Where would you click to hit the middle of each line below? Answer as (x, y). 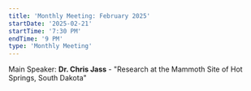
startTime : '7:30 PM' (45, 31)
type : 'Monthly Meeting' (50, 46)
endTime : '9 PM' (36, 39)
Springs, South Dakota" (48, 78)
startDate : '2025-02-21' (50, 24)
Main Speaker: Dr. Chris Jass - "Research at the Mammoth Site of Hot (125, 69)
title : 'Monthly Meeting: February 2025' (80, 16)
